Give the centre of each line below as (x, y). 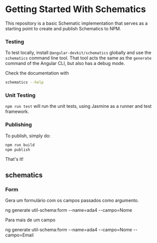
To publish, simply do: (28, 136)
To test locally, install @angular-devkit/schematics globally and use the (78, 53)
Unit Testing (20, 95)
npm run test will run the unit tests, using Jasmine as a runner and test (78, 106)
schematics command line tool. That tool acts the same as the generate (78, 58)
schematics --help (24, 82)
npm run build (20, 145)
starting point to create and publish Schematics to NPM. (63, 28)
